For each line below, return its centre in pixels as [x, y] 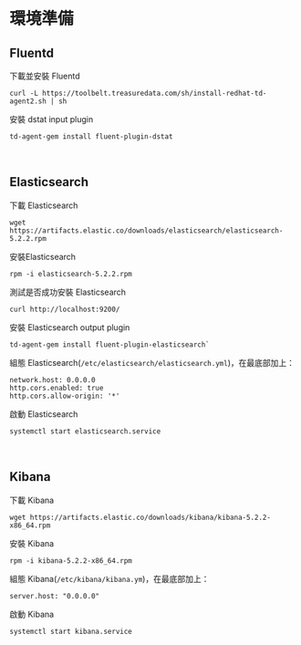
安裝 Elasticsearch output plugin [70, 327]
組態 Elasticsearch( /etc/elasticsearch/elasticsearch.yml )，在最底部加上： [152, 362]
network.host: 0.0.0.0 [52, 380]
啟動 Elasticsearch [44, 414]
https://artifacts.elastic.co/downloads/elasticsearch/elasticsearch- [146, 230]
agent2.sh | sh [38, 101]
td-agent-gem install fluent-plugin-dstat [91, 137]
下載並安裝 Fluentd [45, 76]
